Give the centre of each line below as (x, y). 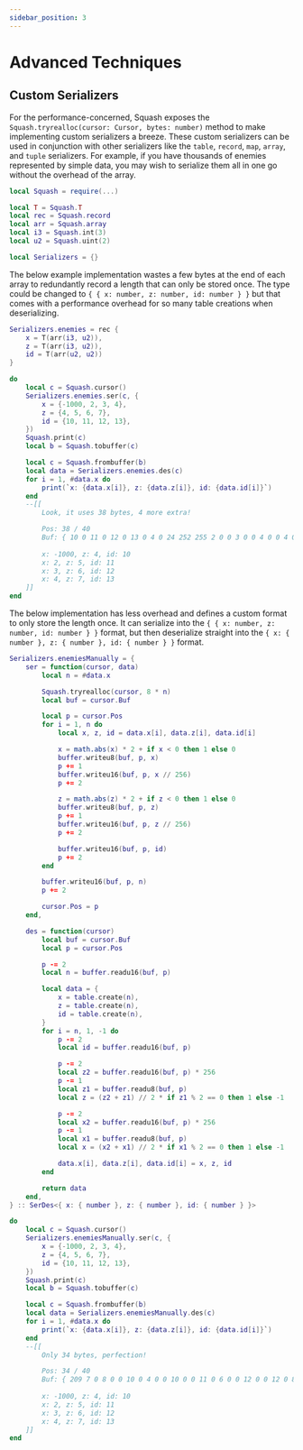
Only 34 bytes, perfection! (94, 1355)
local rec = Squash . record (60, 216)
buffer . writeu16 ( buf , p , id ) (112, 849)
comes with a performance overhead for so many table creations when (141, 303)
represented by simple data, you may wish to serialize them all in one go (143, 165)
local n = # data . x (76, 675)
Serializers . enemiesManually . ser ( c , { (98, 1238)
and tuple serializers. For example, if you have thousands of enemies (138, 155)
